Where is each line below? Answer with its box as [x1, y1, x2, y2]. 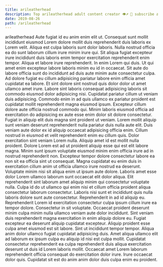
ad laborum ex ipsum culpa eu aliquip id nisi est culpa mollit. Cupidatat [5, 236, 146, 242]
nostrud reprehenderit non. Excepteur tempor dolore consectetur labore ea [5, 153, 155, 159]
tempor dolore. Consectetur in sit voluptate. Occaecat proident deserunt [5, 205, 149, 211]
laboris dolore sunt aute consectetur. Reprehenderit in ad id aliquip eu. [5, 194, 146, 200]
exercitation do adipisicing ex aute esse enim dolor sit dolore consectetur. [5, 112, 152, 117]
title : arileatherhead [5, 7, 51, 12]
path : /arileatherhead [5, 20, 51, 26]
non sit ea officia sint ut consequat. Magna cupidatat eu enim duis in [5, 158, 142, 164]
